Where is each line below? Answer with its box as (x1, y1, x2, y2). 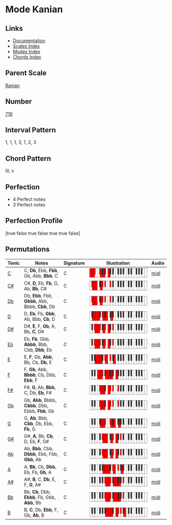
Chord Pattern (5, 154, 51, 163)
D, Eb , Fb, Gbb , (24, 311, 56, 317)
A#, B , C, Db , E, (24, 476, 56, 482)
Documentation (12, 37, 46, 44)
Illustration (106, 260, 130, 266)
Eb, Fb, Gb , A (24, 469, 52, 475)
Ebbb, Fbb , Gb (24, 408, 55, 414)
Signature (63, 260, 85, 266)
